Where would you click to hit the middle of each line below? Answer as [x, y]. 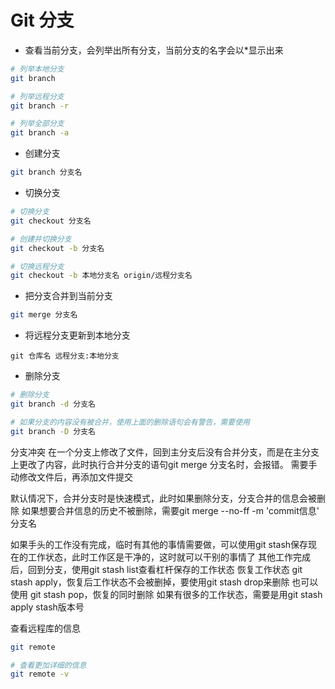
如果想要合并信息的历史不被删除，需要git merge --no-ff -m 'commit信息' [170, 510]
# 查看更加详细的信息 [48, 665]
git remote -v [40, 674]
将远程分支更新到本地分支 [77, 335]
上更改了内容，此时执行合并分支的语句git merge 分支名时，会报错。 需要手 [164, 464]
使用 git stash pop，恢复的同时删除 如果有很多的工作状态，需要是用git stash [166, 594]
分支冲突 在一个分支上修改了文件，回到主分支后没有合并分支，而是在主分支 [165, 452]
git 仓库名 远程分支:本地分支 [65, 356]
